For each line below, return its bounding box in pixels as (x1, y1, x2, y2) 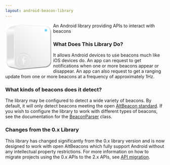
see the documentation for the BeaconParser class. (5, 114, 112, 120)
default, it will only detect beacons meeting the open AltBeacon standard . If (5, 103, 163, 109)
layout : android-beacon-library (5, 8, 73, 13)
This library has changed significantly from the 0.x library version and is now (5, 138, 165, 144)
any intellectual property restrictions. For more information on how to (5, 148, 149, 154)
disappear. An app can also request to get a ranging (53, 68, 161, 74)
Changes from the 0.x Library (5, 126, 79, 133)
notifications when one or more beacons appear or (53, 63, 159, 69)
